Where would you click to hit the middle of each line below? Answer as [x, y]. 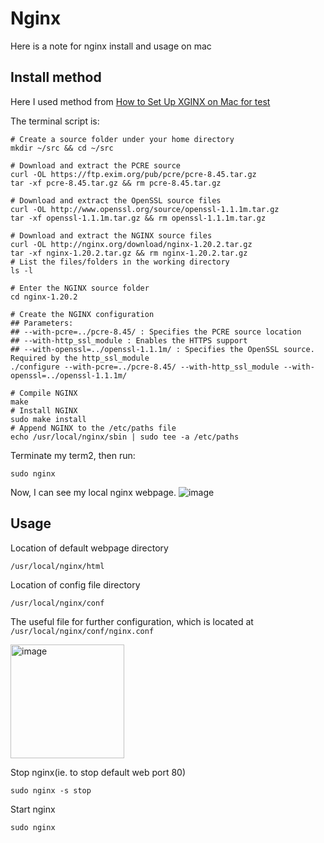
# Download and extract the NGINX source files [111, 235]
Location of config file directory [75, 584]
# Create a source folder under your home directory [122, 139]
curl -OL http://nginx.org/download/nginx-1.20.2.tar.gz [131, 244]
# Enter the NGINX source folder [80, 288]
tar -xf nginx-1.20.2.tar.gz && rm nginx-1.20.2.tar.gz [129, 253]
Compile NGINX [48, 393]
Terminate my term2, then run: [73, 455]
